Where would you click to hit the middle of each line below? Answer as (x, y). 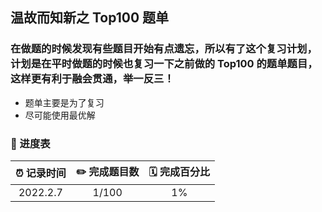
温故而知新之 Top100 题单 (90, 18)
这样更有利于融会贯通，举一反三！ (92, 79)
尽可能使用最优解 (60, 115)
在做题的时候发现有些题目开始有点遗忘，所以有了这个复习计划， (164, 49)
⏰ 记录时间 (41, 173)
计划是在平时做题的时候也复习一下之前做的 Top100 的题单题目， (164, 64)
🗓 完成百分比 (179, 171)
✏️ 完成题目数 (107, 171)
